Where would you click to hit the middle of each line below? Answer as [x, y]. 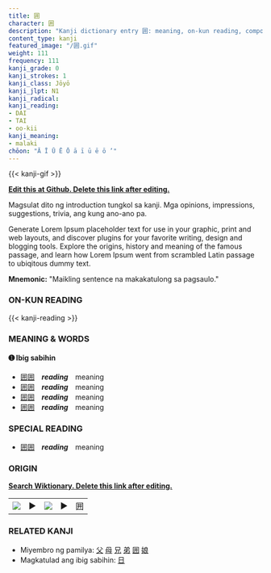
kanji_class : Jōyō [39, 83]
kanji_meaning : [34, 136]
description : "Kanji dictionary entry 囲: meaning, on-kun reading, [125, 31]
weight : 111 [28, 53]
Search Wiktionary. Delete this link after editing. [90, 486]
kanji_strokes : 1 [38, 76]
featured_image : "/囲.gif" [53, 46]
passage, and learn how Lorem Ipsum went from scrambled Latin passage [131, 255]
